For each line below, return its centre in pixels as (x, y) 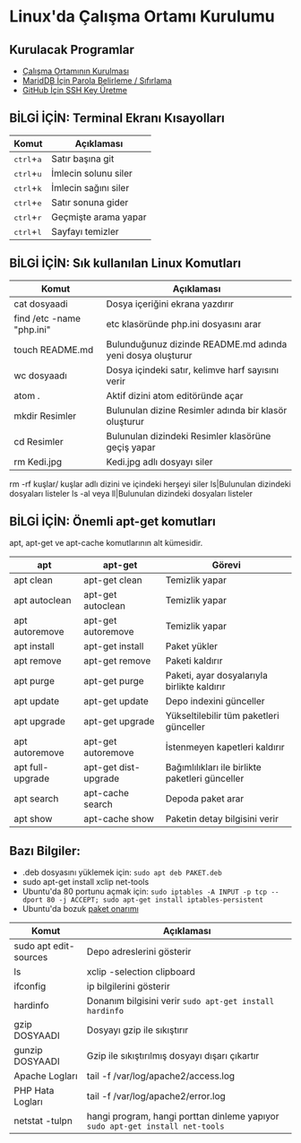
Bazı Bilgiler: (45, 850)
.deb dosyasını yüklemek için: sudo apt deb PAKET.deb (122, 872)
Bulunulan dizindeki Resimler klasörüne (189, 436)
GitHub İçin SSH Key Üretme (75, 90)
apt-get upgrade (119, 722)
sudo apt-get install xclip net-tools (86, 882)
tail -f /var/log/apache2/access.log (161, 1076)
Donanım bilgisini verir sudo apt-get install (181, 1001)
